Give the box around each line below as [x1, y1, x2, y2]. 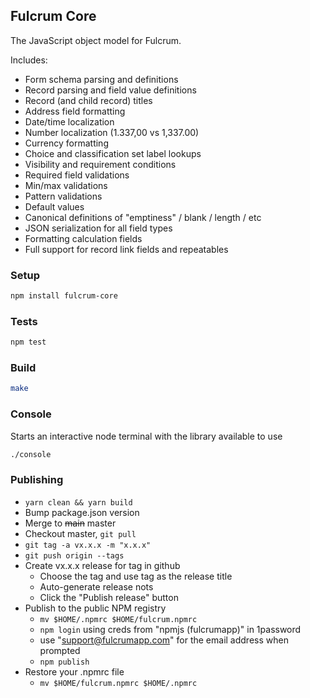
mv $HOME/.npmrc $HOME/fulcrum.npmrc [39, 614, 198, 624]
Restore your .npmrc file [24, 665, 125, 678]
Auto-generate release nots [39, 580, 154, 593]
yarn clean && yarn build [24, 497, 133, 508]
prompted [39, 644, 81, 656]
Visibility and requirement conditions [24, 158, 177, 170]
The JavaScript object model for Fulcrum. [10, 34, 182, 46]
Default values [24, 200, 85, 213]
